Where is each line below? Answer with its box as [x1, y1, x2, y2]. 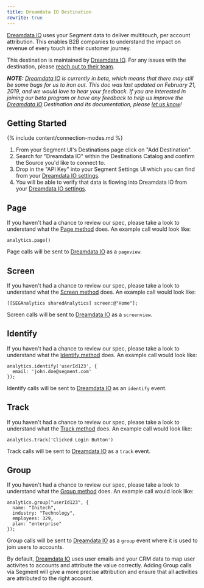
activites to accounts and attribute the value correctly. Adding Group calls [7, 562, 192, 569]
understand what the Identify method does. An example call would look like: [7, 351, 197, 358]
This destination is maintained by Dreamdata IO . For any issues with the [7, 56, 186, 64]
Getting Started [7, 118, 67, 128]
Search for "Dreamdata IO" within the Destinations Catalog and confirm [15, 153, 195, 160]
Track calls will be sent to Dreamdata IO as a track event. [7, 447, 151, 455]
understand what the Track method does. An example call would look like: [7, 425, 192, 432]
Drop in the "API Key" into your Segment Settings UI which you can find [15, 165, 195, 173]
